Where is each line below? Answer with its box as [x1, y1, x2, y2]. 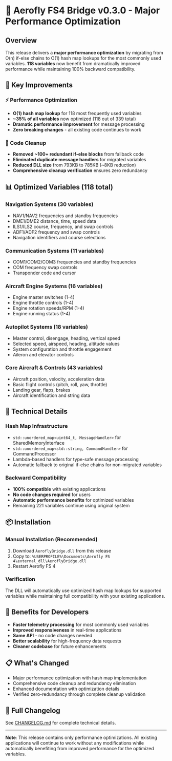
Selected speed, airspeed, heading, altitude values [12, 340, 120, 347]
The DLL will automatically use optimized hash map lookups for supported [5, 587, 162, 594]
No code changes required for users [12, 491, 91, 498]
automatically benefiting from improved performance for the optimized [5, 746, 155, 752]
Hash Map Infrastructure [5, 423, 68, 430]
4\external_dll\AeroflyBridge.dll [12, 558, 87, 564]
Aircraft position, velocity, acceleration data [12, 376, 105, 382]
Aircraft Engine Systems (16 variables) [5, 282, 103, 290]
